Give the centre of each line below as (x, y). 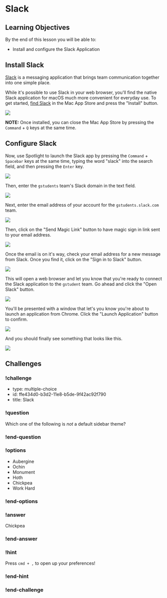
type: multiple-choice (35, 389)
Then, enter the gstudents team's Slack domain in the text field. (71, 186)
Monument (24, 472)
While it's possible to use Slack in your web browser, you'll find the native (81, 92)
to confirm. (17, 319)
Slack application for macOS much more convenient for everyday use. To (81, 98)
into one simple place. (28, 82)
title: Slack (23, 400)
